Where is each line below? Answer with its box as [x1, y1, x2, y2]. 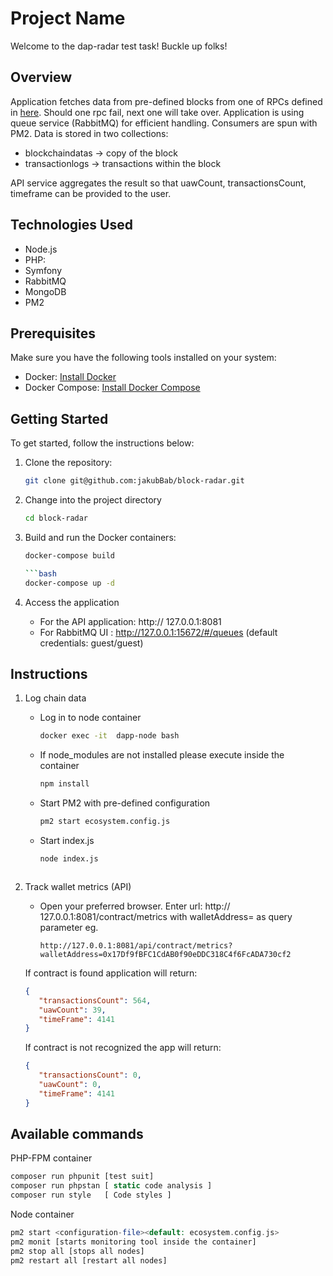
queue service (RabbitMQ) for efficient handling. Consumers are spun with [10, 117, 318, 129]
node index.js [39, 854, 99, 864]
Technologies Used [10, 217, 133, 234]
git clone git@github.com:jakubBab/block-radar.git [24, 476, 245, 486]
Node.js [24, 243, 58, 255]
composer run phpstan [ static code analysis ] [10, 1181, 213, 1191]
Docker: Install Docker [24, 371, 117, 383]
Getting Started [10, 410, 109, 427]
